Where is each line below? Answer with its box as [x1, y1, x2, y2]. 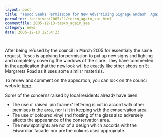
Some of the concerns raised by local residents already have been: [5, 92, 139, 98]
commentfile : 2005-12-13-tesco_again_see [5, 20, 90, 26]
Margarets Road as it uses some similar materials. [5, 68, 104, 74]
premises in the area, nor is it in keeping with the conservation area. [12, 107, 148, 113]
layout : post [5, 7, 32, 12]
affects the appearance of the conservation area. [12, 118, 111, 123]
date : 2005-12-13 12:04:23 [5, 30, 60, 35]
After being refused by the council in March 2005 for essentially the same [5, 47, 153, 53]
